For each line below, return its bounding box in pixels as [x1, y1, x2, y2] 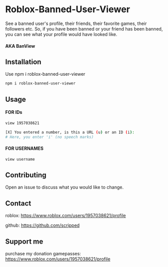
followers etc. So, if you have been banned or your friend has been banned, [5, 25, 163, 32]
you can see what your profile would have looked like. [5, 31, 117, 37]
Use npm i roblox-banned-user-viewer [5, 71, 86, 77]
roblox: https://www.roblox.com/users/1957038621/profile [5, 213, 126, 219]
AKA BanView [5, 43, 35, 49]
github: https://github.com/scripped [5, 222, 80, 228]
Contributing [5, 170, 47, 179]
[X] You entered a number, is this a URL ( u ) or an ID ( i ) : [5, 130, 135, 135]
